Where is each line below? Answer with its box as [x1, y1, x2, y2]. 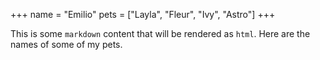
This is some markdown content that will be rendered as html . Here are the [10, 28, 311, 39]
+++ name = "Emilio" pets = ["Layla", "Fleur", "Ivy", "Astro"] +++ [10, 9, 276, 20]
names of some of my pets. [10, 39, 123, 50]
